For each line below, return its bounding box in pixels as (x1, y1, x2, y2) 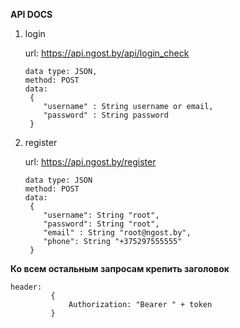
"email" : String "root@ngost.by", (43, 228, 192, 238)
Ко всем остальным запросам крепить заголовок (10, 263, 230, 274)
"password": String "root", (43, 219, 160, 229)
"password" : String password (43, 110, 169, 120)
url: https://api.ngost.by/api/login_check (24, 47, 190, 59)
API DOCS (10, 9, 53, 20)
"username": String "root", (43, 210, 160, 220)
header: (10, 282, 43, 292)
